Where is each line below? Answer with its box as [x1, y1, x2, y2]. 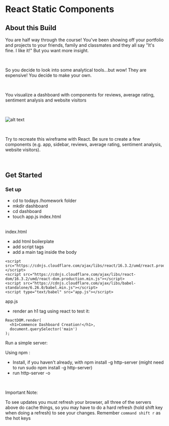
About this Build [5, 24, 57, 32]
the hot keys [5, 415, 31, 421]
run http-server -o [12, 370, 50, 376]
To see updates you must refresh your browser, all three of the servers [5, 399, 152, 405]
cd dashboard [12, 208, 42, 214]
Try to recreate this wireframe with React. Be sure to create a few [5, 136, 141, 142]
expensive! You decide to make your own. [5, 72, 92, 78]
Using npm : [5, 349, 31, 355]
